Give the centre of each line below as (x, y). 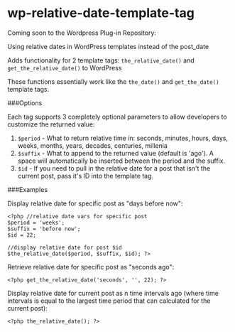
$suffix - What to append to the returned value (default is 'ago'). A (116, 153)
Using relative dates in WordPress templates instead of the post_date (108, 46)
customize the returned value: (51, 124)
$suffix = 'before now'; (44, 229)
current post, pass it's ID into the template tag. (86, 176)
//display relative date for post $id (65, 247)
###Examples (28, 189)
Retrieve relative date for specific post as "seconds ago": (91, 267)
